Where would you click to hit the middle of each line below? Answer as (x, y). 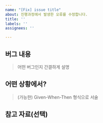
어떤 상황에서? (26, 84)
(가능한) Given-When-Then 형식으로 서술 (58, 97)
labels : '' (16, 24)
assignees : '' (20, 28)
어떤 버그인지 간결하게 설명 (43, 67)
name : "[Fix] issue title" (33, 10)
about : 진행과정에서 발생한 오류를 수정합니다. (47, 14)
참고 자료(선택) (27, 114)
